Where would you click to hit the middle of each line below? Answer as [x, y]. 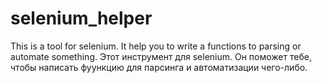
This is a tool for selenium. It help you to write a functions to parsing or [156, 46]
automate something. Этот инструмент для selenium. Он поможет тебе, [161, 56]
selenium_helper [81, 18]
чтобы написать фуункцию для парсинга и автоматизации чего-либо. [159, 67]
